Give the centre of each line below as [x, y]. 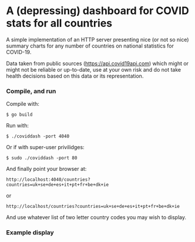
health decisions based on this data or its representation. [75, 76]
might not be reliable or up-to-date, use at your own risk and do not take [93, 69]
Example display [30, 233]
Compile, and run [31, 91]
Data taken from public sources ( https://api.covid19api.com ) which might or [97, 63]
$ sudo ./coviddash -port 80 [42, 158]
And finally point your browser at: [46, 169]
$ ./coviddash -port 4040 [38, 136]
